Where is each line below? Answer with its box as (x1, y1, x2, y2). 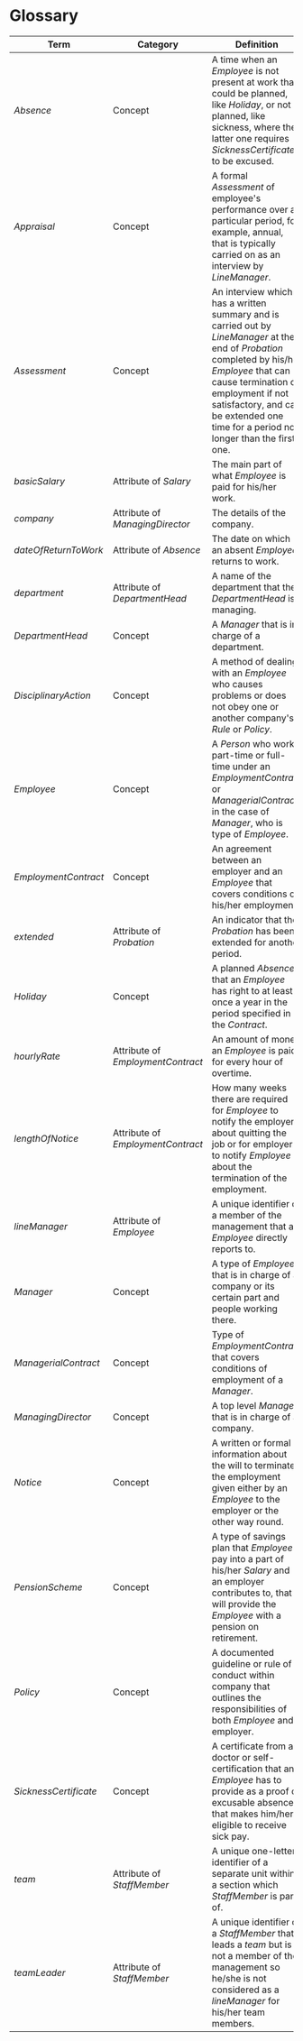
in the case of (211, 804, 270, 817)
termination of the (211, 1172, 288, 1184)
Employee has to (211, 1773, 282, 1786)
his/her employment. (211, 898, 299, 911)
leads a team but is (211, 1938, 292, 1951)
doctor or (211, 1751, 252, 1763)
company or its (211, 1280, 275, 1292)
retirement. (211, 1632, 259, 1644)
